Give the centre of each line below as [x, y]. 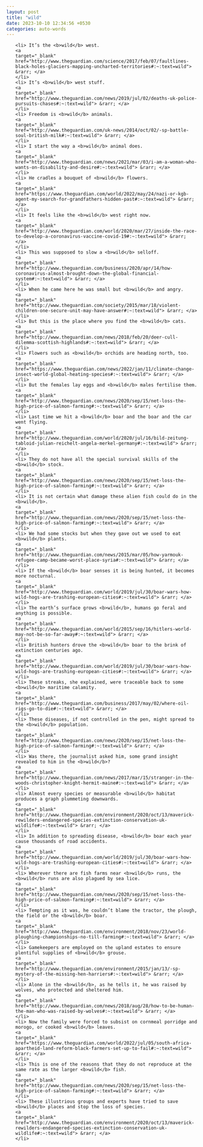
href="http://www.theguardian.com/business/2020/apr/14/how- [94, 268]
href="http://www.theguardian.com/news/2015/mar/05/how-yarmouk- [99, 555]
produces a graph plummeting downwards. [67, 799]
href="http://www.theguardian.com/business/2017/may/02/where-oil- [102, 704]
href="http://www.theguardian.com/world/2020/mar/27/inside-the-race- [106, 231]
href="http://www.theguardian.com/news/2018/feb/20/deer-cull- [97, 337]
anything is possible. [44, 613]
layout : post [23, 12]
